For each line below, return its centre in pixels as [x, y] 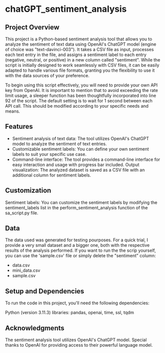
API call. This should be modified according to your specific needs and [77, 106]
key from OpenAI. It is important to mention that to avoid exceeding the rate [82, 90]
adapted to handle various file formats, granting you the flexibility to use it [80, 70]
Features [19, 127]
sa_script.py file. [22, 213]
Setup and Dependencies [45, 291]
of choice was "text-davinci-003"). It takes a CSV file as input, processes [80, 49]
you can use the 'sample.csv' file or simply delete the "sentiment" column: [81, 256]
